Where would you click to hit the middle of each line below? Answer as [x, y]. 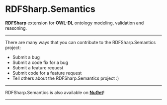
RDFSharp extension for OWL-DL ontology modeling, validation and [75, 23]
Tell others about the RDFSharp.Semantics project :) [66, 78]
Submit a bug [26, 57]
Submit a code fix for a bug [40, 62]
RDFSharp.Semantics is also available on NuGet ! [55, 92]
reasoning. [16, 28]
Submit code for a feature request [47, 73]
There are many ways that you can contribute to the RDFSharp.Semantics [81, 42]
